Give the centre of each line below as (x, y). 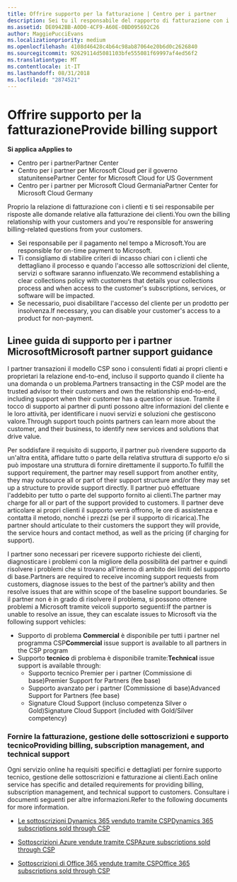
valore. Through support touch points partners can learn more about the (111, 421)
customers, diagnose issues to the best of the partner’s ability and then (111, 584)
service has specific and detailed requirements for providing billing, (105, 785)
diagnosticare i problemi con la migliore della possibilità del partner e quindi (117, 562)
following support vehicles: (47, 622)
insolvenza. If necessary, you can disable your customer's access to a (119, 311)
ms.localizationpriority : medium (57, 40)
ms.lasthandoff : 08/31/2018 (49, 73)
